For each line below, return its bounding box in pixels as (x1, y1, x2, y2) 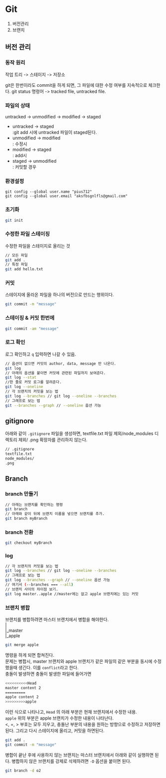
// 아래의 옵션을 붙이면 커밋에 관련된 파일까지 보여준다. (5, 371, 106, 376)
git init (5, 218, 23, 223)
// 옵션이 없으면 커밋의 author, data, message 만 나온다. (5, 361, 116, 366)
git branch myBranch (5, 516, 48, 521)
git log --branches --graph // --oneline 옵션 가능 (5, 578, 110, 583)
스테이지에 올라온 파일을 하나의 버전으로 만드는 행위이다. (5, 292, 114, 298)
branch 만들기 (5, 490, 38, 497)
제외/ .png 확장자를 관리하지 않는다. (18, 437, 88, 443)
